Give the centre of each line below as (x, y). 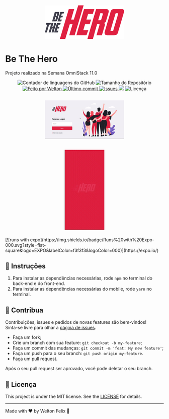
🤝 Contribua (24, 310)
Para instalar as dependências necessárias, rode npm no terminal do (82, 278)
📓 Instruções (26, 266)
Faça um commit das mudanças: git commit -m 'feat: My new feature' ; (88, 348)
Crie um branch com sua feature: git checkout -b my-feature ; (77, 343)
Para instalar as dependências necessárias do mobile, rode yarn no (82, 289)
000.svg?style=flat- (26, 245)
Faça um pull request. (35, 359)
